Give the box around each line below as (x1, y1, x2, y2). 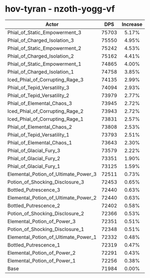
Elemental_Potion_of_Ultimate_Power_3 (7, 170, 97, 177)
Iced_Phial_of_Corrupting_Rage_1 (7, 115, 84, 122)
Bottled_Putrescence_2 (7, 202, 60, 209)
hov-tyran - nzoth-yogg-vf (5, 3, 115, 15)
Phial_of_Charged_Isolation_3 (7, 37, 74, 44)
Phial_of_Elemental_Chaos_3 (7, 100, 73, 107)
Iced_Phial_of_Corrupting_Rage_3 (7, 76, 84, 83)
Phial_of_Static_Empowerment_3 (7, 29, 81, 36)
